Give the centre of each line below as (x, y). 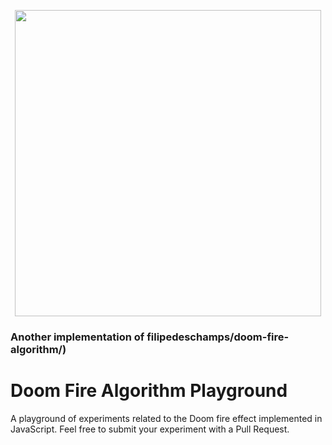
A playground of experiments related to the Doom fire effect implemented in (166, 418)
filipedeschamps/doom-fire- (218, 337)
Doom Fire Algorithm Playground (149, 391)
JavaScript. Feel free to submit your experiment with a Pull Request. (150, 429)
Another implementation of (77, 337)
